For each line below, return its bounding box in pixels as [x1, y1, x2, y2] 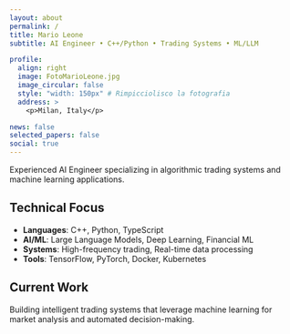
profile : [9, 56, 43, 65]
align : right [17, 64, 67, 73]
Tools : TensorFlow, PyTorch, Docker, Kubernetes [22, 253, 207, 264]
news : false [9, 122, 55, 132]
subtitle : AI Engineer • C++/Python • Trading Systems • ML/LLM [9, 38, 259, 48]
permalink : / [9, 22, 59, 31]
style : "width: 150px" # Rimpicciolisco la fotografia [17, 88, 231, 98]
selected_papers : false [9, 131, 100, 140]
